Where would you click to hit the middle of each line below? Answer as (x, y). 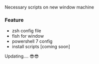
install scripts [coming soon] (41, 47)
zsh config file (27, 31)
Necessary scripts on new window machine (49, 7)
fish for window (28, 36)
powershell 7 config (32, 41)
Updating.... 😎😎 (22, 56)
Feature (14, 20)
